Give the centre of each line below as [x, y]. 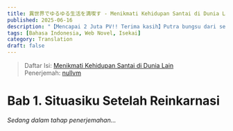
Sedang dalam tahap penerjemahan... [62, 120]
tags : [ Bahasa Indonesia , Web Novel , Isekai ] [74, 33]
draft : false [26, 46]
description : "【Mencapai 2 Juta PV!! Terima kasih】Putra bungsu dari [112, 26]
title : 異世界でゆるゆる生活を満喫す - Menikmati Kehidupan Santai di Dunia [113, 14]
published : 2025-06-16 [40, 20]
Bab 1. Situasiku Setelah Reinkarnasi [114, 101]
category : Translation [40, 40]
